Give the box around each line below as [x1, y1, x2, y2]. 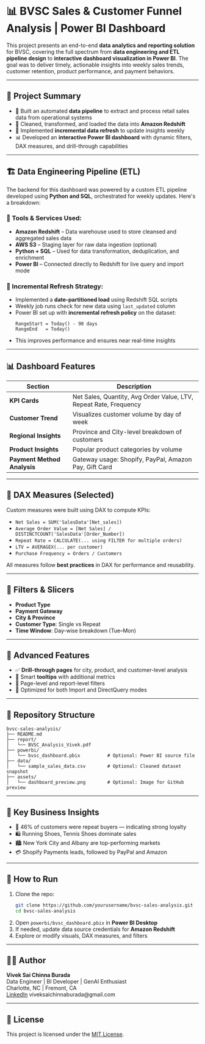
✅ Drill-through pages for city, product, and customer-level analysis [15, 666, 188, 674]
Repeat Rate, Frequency [72, 400, 142, 409]
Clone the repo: [15, 890, 55, 897]
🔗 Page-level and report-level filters [15, 680, 106, 687]
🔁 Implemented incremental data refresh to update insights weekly [15, 126, 185, 134]
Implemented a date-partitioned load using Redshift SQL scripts [15, 296, 178, 304]
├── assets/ [6, 774, 37, 780]
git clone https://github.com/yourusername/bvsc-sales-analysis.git [15, 902, 193, 908]
